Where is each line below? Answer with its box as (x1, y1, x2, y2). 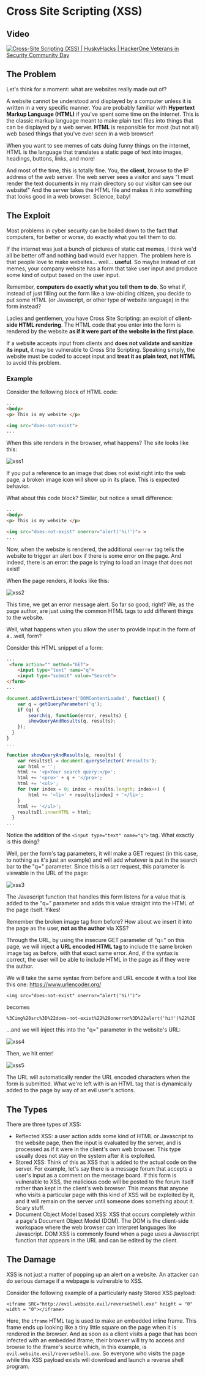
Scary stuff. (15, 1204, 45, 1211)
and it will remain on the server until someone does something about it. (15, 1197, 195, 1205)
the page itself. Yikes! (6, 906, 61, 914)
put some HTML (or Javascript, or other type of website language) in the (6, 296, 190, 303)
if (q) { (17, 707, 40, 713)
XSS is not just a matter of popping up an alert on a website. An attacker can (6, 1271, 199, 1278)
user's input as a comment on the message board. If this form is (15, 1171, 177, 1179)
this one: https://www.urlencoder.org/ (6, 981, 102, 988)
